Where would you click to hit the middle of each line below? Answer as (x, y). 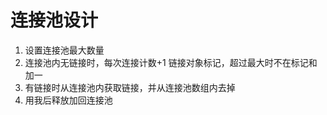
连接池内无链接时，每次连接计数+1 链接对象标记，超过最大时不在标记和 (171, 62)
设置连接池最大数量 (64, 50)
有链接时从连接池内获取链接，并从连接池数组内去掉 (130, 87)
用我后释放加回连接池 (68, 100)
